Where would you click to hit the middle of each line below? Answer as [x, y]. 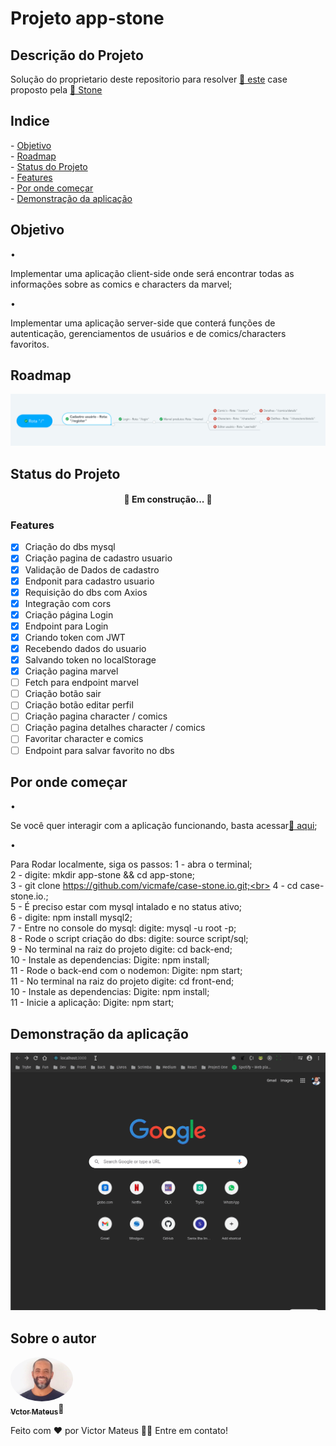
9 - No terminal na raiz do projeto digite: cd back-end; [121, 949]
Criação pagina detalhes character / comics [115, 728]
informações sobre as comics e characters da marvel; [121, 284]
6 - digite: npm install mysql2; [71, 918]
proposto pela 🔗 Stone [56, 90]
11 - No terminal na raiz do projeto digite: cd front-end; [122, 981]
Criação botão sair [63, 694]
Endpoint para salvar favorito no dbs [99, 750]
